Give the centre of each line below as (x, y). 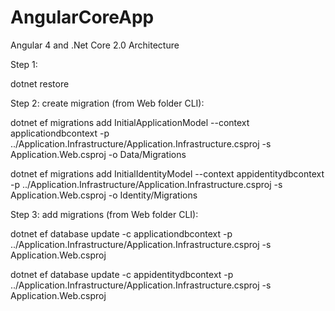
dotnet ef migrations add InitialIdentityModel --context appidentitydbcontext (167, 173)
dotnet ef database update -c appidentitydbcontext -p (122, 274)
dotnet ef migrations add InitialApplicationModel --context (130, 122)
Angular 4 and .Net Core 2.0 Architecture (95, 45)
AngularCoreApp (82, 17)
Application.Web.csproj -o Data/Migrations (98, 154)
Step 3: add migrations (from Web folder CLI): (104, 214)
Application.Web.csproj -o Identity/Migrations (104, 195)
